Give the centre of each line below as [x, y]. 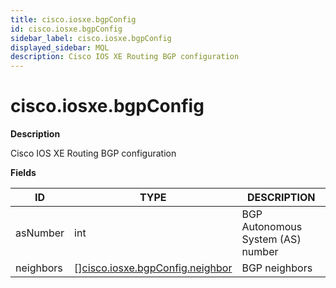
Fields [23, 173]
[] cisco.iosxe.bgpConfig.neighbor [153, 268]
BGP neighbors [277, 268]
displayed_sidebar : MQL [60, 47]
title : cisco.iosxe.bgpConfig [73, 19]
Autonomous [272, 227]
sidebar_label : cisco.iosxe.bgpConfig [91, 38]
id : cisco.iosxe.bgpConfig [66, 29]
